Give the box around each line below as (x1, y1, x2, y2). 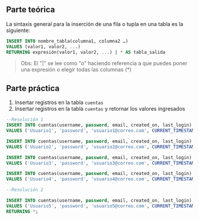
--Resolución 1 (6, 117, 44, 123)
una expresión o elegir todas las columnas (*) (20, 66, 132, 73)
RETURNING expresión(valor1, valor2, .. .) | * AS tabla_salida (6, 49, 166, 55)
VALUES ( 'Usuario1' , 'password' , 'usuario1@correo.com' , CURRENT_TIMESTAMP (6, 128, 197, 134)
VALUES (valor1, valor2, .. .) (6, 44, 81, 50)
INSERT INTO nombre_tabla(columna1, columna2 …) (6, 38, 129, 44)
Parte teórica (6, 5, 55, 15)
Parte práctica (6, 83, 60, 93)
